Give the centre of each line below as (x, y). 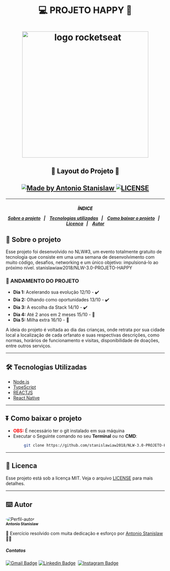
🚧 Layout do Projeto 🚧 (85, 171)
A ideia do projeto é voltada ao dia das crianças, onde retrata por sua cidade (85, 330)
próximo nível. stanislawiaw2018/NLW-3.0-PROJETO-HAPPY (69, 268)
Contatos (16, 550)
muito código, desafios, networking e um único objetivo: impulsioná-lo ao (82, 262)
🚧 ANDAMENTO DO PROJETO (42, 280)
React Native (26, 398)
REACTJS (23, 393)
